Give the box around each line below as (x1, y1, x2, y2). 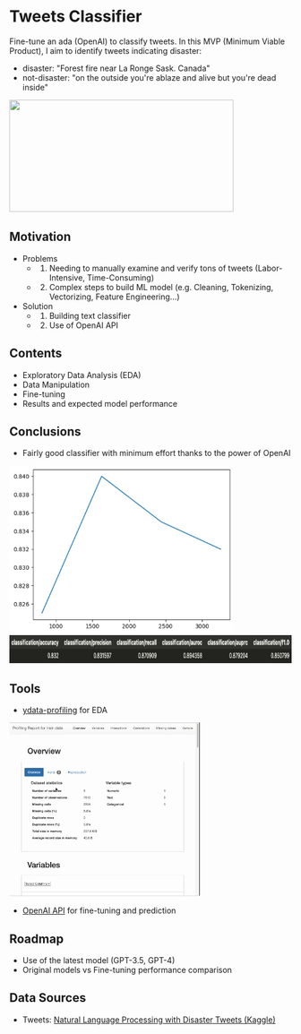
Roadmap (9, 931, 64, 946)
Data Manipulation (21, 379, 90, 390)
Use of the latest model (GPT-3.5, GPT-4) (21, 955, 176, 965)
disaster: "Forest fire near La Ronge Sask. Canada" (21, 63, 211, 73)
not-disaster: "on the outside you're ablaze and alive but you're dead (21, 72, 277, 82)
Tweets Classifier (9, 6, 142, 27)
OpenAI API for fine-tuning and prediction (21, 905, 176, 916)
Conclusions (9, 424, 82, 439)
